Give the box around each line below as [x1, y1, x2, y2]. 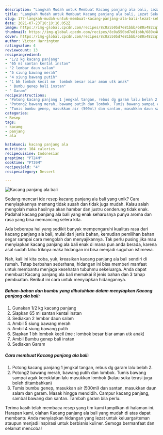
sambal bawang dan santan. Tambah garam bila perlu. [12, 396, 121, 402]
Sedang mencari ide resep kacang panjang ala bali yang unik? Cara [5, 196, 140, 202]
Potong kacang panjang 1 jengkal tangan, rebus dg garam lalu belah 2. [12, 365, 153, 371]
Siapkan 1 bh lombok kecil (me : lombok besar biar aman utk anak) [12, 331, 145, 337]
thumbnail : [5, 30, 27, 34]
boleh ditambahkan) [12, 380, 52, 386]
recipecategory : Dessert [5, 169, 55, 174]
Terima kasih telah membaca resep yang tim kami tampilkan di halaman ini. [5, 405, 155, 411]
